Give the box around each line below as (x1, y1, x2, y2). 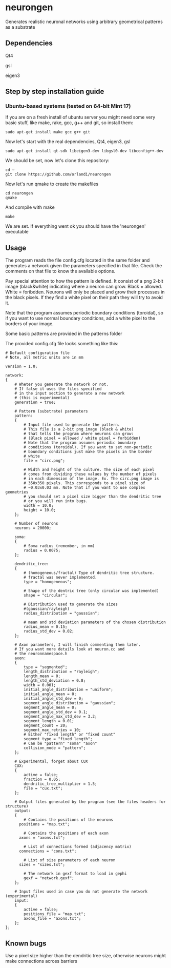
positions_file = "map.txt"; (24, 912, 86, 917)
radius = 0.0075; (24, 548, 60, 553)
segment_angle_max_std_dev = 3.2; (24, 714, 97, 719)
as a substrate (5, 24, 35, 30)
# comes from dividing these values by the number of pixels (24, 471, 157, 477)
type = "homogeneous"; (24, 579, 72, 585)
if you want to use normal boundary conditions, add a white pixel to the (5, 315, 155, 322)
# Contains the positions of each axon (24, 831, 109, 836)
